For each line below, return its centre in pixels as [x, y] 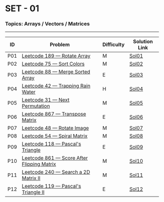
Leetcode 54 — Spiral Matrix [55, 136]
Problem [60, 45]
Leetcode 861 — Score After [55, 158]
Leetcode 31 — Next [46, 100]
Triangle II [33, 192]
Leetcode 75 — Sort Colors [53, 64]
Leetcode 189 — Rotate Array [56, 56]
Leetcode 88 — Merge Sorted [56, 72]
